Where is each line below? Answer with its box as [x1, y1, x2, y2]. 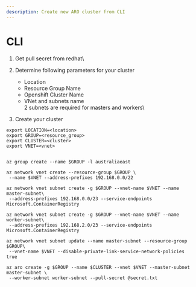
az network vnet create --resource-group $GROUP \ [6, 169, 136, 175]
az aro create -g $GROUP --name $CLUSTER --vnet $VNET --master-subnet [6, 264, 190, 270]
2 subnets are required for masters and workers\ [24, 104, 145, 111]
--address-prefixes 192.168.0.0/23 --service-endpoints [8, 195, 153, 202]
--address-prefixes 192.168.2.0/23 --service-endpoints [8, 222, 153, 228]
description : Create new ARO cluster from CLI [6, 8, 125, 15]
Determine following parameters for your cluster [14, 66, 135, 74]
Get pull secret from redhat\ [14, 55, 84, 62]
